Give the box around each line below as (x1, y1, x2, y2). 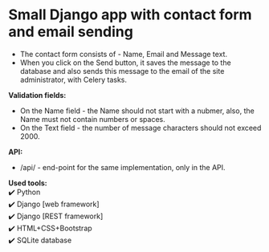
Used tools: (8, 178, 48, 188)
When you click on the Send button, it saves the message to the (19, 58, 231, 67)
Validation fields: (8, 90, 67, 100)
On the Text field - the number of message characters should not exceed (19, 123, 262, 132)
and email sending (8, 22, 134, 41)
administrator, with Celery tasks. (19, 75, 127, 84)
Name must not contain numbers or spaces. (19, 114, 166, 124)
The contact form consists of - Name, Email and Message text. (19, 49, 227, 59)
